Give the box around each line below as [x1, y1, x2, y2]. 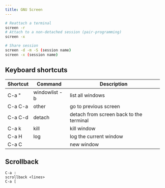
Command [36, 81, 62, 87]
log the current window [69, 133, 124, 140]
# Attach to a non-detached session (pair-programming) [5, 30, 122, 35]
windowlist [33, 89, 58, 96]
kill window [69, 125, 96, 132]
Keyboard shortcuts [5, 66, 68, 74]
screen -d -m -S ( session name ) [5, 48, 71, 53]
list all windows [69, 92, 105, 99]
